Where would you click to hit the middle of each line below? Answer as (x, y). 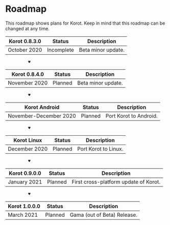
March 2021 (23, 215)
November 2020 (28, 83)
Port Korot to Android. (131, 116)
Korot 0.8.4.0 (28, 74)
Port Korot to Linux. (100, 149)
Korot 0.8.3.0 (25, 41)
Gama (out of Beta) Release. (104, 215)
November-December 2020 (42, 116)
